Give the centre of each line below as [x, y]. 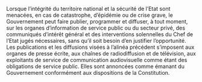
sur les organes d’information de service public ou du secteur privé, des [96, 28]
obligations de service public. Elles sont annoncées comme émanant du [96, 66]
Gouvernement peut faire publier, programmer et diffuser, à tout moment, [97, 21]
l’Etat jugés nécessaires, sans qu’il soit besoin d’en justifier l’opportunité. [96, 41]
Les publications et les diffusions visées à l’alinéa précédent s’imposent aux [100, 47]
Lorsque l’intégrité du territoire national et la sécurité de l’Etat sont [88, 9]
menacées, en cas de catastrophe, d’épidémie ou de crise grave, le [90, 15]
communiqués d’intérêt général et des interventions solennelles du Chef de [100, 34]
